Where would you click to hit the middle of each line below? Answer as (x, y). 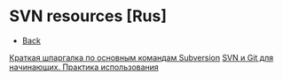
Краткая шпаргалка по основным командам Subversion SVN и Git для (141, 57)
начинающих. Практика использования (84, 67)
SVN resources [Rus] (88, 16)
